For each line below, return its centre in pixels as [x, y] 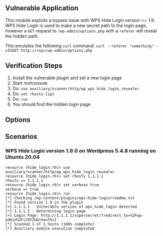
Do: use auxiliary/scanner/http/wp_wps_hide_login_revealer [76, 88]
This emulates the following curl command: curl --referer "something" [80, 46]
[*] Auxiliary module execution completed [50, 229]
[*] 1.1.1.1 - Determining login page [45, 211]
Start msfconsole [30, 83]
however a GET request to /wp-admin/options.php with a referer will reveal [81, 31]
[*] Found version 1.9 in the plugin [44, 202]
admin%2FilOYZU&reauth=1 [31, 220]
